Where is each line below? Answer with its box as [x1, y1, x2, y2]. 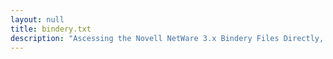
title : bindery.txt [10, 24, 92, 34]
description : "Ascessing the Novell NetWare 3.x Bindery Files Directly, [10, 33, 325, 43]
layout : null [10, 14, 65, 25]
